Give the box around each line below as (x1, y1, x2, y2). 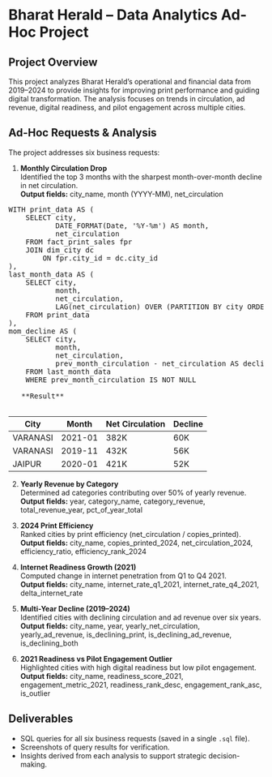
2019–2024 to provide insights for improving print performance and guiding (8, 85, 260, 95)
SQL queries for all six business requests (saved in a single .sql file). (19, 733, 250, 743)
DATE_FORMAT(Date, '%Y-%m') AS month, (55, 221, 210, 230)
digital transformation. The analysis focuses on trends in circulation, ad (8, 94, 245, 103)
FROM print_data (25, 310, 91, 320)
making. (19, 759, 47, 769)
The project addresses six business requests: (8, 148, 160, 157)
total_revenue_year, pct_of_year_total (19, 504, 143, 514)
